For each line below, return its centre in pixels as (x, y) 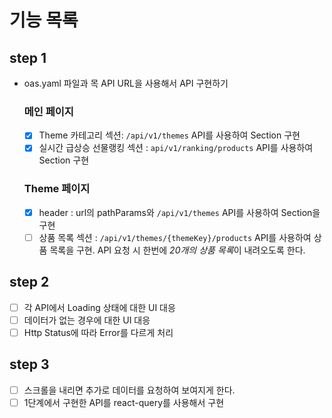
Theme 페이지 (57, 189)
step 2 (29, 282)
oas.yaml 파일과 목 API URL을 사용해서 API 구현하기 (126, 83)
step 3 (29, 364)
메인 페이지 (48, 111)
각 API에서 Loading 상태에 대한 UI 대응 (99, 307)
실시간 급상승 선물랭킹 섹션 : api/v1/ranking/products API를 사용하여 (176, 148)
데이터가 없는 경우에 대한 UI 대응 (87, 320)
